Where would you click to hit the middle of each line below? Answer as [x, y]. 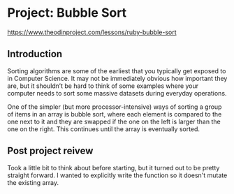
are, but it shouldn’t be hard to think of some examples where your [103, 86]
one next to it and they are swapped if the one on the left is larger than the [114, 121]
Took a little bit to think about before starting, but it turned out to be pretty [114, 167]
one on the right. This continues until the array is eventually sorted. [104, 129]
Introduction [35, 54]
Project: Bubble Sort [67, 13]
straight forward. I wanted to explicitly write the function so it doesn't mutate [117, 175]
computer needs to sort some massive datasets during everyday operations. [117, 93]
